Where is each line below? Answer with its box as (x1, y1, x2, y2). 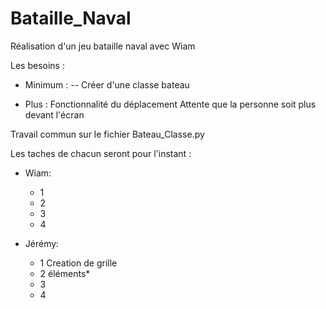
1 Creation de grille (39, 257, 118, 269)
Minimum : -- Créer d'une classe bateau (24, 78, 190, 91)
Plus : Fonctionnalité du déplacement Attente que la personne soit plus (24, 98, 317, 110)
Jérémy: (24, 237, 60, 249)
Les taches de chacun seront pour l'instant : (10, 147, 192, 159)
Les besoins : (10, 59, 65, 71)
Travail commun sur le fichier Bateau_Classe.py (10, 128, 205, 140)
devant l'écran (24, 108, 85, 121)
